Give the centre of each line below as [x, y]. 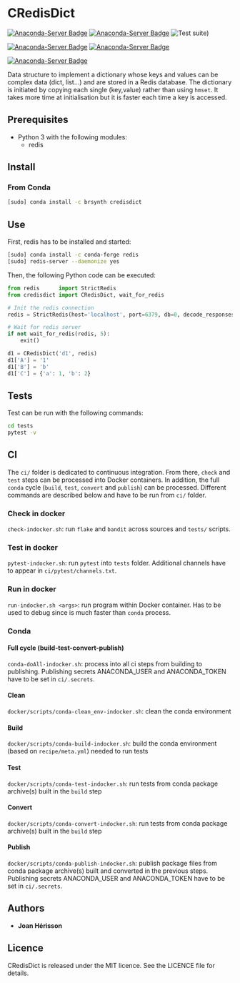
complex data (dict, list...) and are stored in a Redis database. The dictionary [120, 82]
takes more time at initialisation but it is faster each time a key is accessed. [117, 97]
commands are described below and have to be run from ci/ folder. [107, 495]
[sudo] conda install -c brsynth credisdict [75, 202]
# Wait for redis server [44, 327]
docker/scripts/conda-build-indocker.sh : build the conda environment [112, 744]
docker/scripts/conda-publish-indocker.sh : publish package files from [112, 863]
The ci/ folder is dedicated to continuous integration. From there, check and [119, 472]
